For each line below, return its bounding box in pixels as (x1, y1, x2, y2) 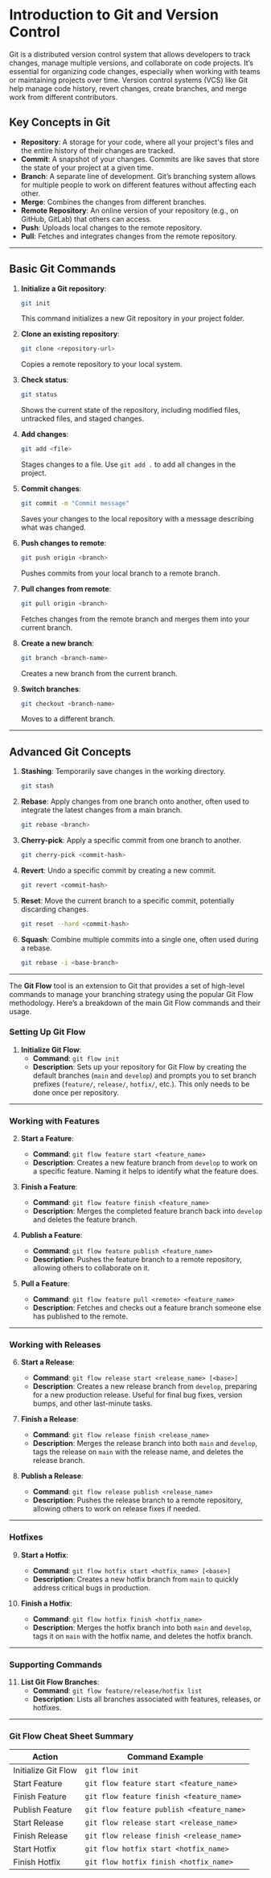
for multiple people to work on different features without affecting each (20, 180, 257, 189)
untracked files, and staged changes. (20, 413, 144, 424)
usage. (9, 1006, 32, 1016)
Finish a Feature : (20, 1182, 78, 1192)
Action (31, 1751, 59, 1763)
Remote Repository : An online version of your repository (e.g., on (20, 206, 240, 215)
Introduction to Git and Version (9, 6, 220, 24)
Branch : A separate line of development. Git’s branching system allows (20, 171, 257, 181)
